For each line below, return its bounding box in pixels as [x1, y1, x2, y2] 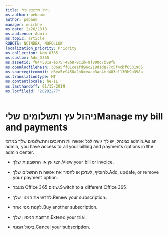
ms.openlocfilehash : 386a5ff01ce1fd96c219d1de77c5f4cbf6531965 [5, 65, 143, 70]
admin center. [5, 149, 34, 155]
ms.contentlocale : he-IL [5, 79, 58, 84]
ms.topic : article [5, 36, 45, 41]
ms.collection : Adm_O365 [5, 50, 58, 55]
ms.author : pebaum [5, 12, 45, 17]
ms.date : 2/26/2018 [5, 27, 47, 32]
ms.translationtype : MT [5, 74, 56, 79]
